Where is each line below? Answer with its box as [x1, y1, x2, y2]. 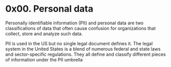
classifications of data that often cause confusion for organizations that [5, 25, 156, 31]
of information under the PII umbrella [5, 56, 83, 62]
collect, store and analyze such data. [5, 30, 83, 37]
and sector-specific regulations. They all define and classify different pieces [5, 51, 166, 57]
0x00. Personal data [5, 3, 94, 15]
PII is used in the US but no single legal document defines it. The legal [5, 40, 153, 46]
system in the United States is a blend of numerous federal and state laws [5, 46, 161, 52]
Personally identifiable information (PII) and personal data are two [5, 20, 144, 26]
